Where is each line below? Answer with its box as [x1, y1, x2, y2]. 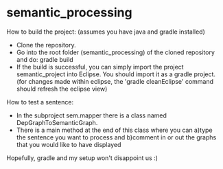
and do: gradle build [16, 55, 73, 63]
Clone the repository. [16, 41, 76, 49]
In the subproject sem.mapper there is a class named [16, 111, 167, 120]
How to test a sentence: [6, 98, 73, 106]
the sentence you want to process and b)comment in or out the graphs [16, 133, 217, 142]
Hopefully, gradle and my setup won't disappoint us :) [6, 153, 159, 162]
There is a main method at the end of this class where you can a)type [16, 126, 213, 134]
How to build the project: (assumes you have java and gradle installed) [6, 27, 205, 36]
